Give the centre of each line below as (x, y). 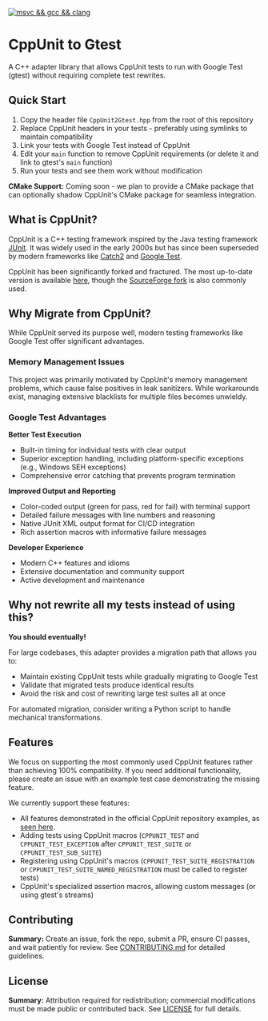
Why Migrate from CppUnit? (80, 313)
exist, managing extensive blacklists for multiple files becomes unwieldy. (128, 397)
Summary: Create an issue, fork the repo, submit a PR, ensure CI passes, (129, 939)
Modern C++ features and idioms (75, 563)
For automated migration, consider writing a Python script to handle (120, 708)
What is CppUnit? (53, 220)
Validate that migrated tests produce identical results (107, 684)
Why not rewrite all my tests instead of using (122, 605)
